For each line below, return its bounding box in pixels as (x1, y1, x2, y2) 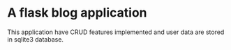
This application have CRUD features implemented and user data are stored (7, 28, 225, 36)
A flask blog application (7, 5, 147, 21)
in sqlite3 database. (7, 35, 64, 43)
